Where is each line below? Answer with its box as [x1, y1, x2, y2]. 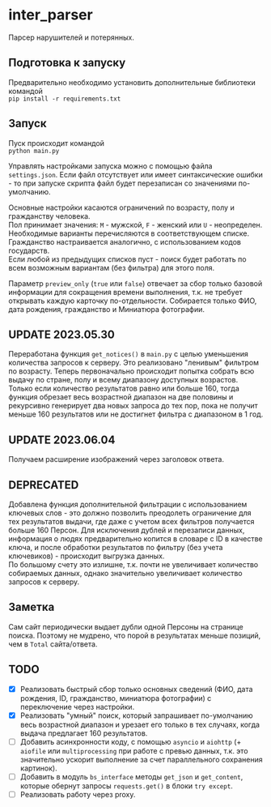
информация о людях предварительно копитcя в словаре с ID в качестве [8, 534, 263, 544]
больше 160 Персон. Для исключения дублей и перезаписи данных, [8, 525, 245, 535]
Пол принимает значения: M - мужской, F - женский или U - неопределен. [8, 220, 263, 229]
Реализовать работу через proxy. [19, 789, 136, 799]
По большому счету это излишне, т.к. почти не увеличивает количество [8, 560, 259, 569]
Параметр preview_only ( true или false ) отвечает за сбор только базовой [8, 278, 263, 288]
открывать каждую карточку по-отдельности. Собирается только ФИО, [8, 296, 257, 305]
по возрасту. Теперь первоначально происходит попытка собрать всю [8, 366, 255, 376]
